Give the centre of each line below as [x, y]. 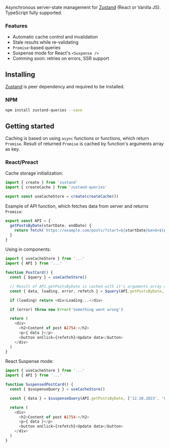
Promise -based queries [36, 48]
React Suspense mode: [30, 361]
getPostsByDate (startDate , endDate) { [51, 225]
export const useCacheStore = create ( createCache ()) [62, 197]
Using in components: [28, 249]
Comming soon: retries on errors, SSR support [61, 58]
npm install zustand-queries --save [44, 110]
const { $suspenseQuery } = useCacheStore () [57, 389]
